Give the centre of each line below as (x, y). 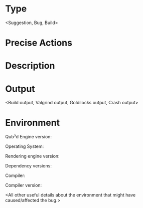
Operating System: (25, 146)
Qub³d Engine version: (28, 137)
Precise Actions (39, 43)
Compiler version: (24, 185)
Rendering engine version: (32, 156)
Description (30, 66)
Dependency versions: (28, 166)
